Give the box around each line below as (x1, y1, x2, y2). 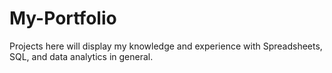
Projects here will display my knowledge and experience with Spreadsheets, (9, 40, 323, 52)
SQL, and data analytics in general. (9, 50, 154, 62)
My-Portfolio (9, 7, 117, 30)
